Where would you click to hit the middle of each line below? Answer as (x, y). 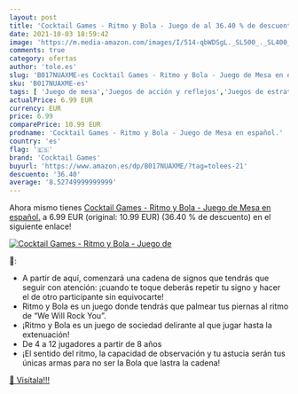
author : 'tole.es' (43, 67)
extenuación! (46, 335)
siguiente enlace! (40, 226)
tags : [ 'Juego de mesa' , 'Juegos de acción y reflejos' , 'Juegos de (137, 91)
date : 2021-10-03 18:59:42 (59, 34)
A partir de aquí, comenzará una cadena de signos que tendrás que (145, 278)
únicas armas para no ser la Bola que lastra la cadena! (121, 363)
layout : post (33, 17)
